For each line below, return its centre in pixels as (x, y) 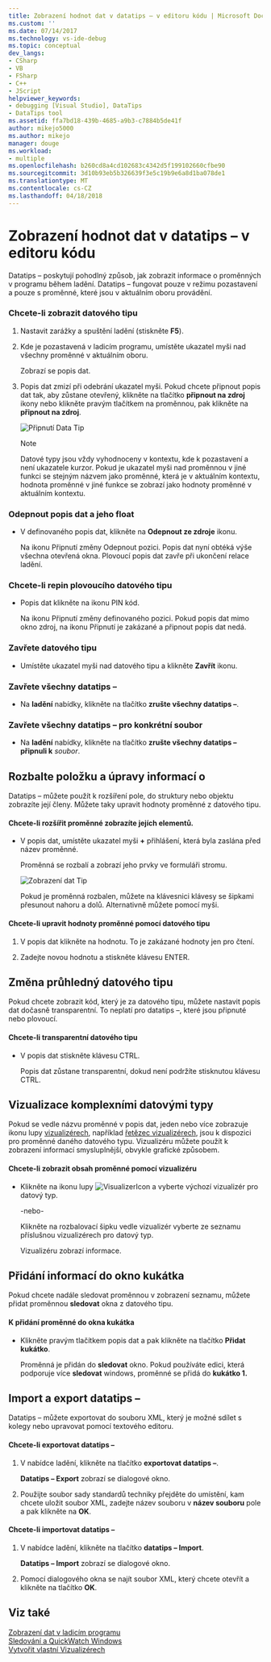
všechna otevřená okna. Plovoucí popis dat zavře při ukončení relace (135, 556)
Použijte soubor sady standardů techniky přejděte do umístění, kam (132, 1494)
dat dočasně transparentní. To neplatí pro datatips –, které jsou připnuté (127, 1010)
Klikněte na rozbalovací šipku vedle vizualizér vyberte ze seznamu (130, 1226)
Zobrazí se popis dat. (55, 370)
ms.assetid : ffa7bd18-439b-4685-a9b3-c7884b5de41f (95, 121)
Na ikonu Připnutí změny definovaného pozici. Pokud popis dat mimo (135, 619)
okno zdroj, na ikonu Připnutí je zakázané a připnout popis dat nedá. (133, 627)
